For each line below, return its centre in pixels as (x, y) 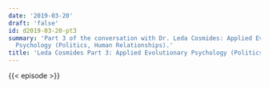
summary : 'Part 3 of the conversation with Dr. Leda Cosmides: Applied (130, 38)
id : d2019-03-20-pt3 (43, 30)
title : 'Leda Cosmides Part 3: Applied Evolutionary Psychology (118, 53)
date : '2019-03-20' (41, 16)
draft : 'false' (34, 23)
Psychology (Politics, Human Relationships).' (94, 46)
